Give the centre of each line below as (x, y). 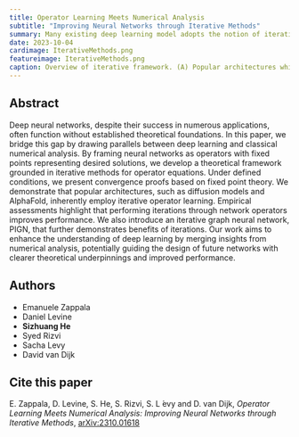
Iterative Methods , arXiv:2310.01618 (75, 423)
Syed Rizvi (41, 335)
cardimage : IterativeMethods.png (71, 51)
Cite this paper (51, 382)
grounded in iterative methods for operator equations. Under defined (135, 172)
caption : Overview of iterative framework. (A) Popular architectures (143, 68)
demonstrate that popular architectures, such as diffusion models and (137, 191)
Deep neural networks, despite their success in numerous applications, (139, 125)
